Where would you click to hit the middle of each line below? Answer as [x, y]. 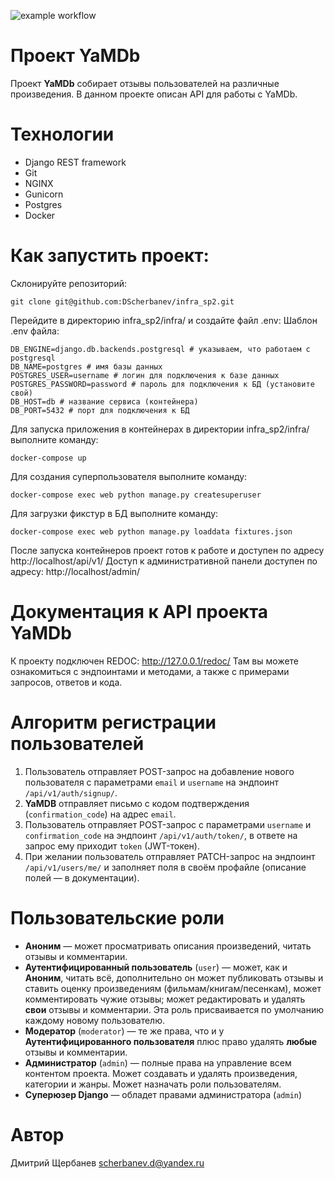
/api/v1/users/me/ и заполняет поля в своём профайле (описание [165, 867]
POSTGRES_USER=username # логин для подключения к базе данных [145, 375]
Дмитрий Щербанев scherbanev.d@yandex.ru [107, 1162]
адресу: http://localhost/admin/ [75, 571]
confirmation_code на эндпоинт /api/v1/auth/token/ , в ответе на [161, 835]
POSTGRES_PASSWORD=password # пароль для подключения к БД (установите [162, 384]
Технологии [62, 134]
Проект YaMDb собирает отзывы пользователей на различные [145, 83]
